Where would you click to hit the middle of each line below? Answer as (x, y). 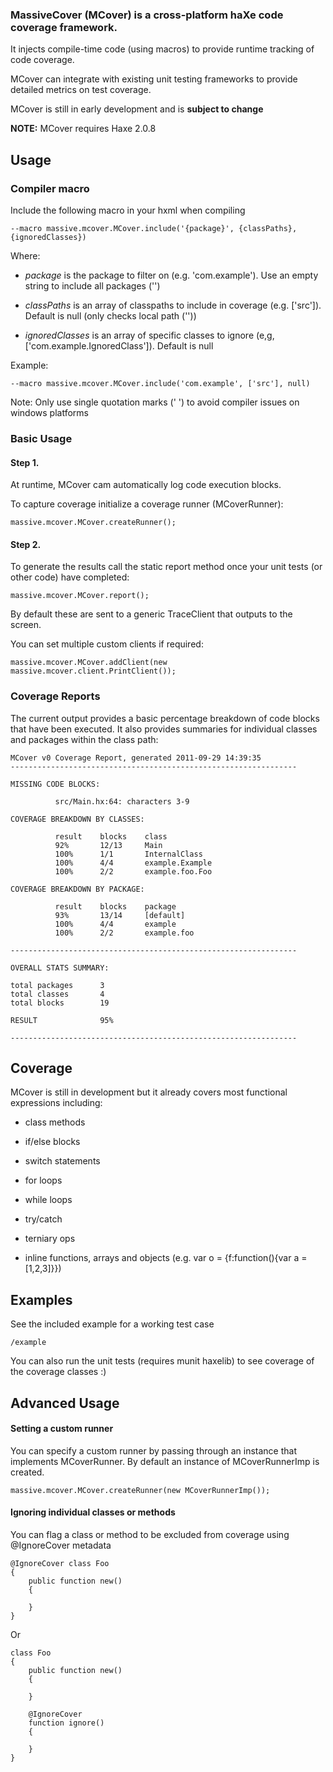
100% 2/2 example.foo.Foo (133, 871)
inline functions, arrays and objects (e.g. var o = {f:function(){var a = (166, 1258)
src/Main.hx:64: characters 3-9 (122, 801)
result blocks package (115, 906)
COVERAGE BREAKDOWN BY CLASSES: (77, 819)
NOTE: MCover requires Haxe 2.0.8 (83, 129)
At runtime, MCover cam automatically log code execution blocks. (146, 485)
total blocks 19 (60, 1003)
